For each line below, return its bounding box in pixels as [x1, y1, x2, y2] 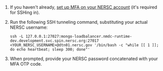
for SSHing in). [9, 9, 40, 15]
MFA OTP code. [9, 61, 42, 67]
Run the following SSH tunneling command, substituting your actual [9, 19, 148, 25]
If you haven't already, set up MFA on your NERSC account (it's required [9, 4, 158, 10]
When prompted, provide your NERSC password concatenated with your [9, 56, 158, 62]
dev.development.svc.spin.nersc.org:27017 [9, 38, 99, 43]
